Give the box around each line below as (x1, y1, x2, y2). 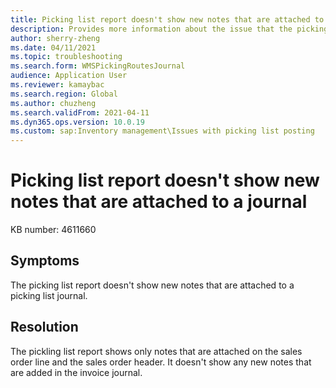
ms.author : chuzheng (10, 98, 97, 108)
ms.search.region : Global (10, 89, 118, 99)
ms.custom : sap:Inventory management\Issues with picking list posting (10, 126, 315, 136)
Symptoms (10, 252, 80, 270)
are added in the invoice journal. (10, 366, 143, 378)
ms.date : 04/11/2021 (10, 42, 97, 53)
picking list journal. (10, 289, 88, 301)
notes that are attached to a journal (10, 191, 308, 213)
